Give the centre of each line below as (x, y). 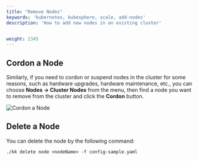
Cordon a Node (35, 63)
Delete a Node (33, 127)
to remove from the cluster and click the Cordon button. (75, 97)
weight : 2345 (22, 39)
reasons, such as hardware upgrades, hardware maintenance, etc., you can (99, 83)
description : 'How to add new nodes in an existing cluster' (84, 23)
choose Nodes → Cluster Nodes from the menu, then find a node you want (99, 90)
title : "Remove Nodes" (34, 12)
